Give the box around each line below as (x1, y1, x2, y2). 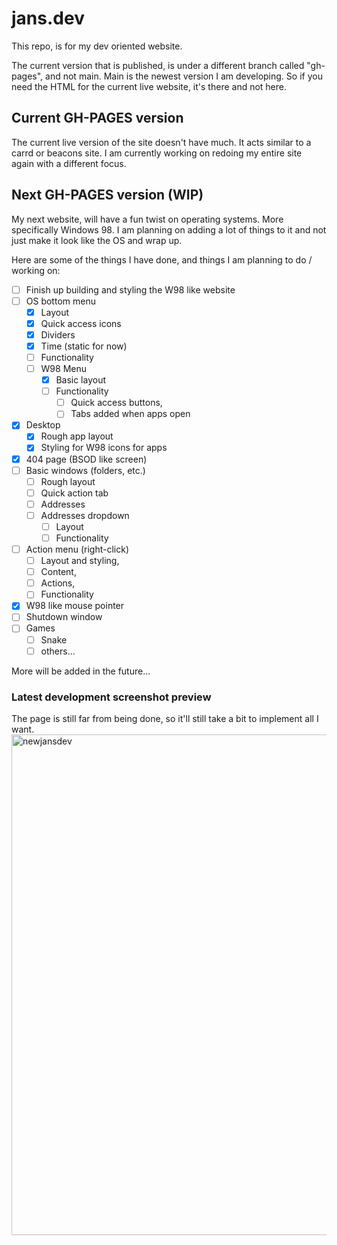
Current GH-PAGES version (11, 110, 184, 127)
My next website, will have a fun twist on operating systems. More (11, 213, 284, 225)
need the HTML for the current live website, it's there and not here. (11, 80, 288, 92)
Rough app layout (40, 430, 114, 442)
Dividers (40, 328, 76, 341)
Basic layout (55, 374, 107, 386)
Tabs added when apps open (70, 408, 191, 420)
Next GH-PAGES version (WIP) (11, 187, 204, 204)
